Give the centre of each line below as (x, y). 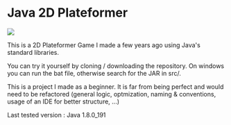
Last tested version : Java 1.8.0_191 (57, 115)
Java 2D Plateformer (68, 13)
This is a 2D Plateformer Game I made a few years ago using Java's (104, 45)
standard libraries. (33, 52)
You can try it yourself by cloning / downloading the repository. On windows (115, 66)
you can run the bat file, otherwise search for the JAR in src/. (94, 73)
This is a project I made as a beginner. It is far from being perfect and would (115, 86)
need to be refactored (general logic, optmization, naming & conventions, (112, 94)
